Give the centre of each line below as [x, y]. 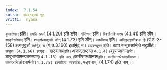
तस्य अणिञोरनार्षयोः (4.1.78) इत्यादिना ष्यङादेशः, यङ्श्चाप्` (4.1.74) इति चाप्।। [70, 62]
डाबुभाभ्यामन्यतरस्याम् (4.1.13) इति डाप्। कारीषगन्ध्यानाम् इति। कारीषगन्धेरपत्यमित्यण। [72, 57]
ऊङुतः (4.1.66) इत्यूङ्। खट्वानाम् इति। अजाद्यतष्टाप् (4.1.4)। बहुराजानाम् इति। [70, 51]
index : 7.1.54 [21, 10]
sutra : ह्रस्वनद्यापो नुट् [25, 15]
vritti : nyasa [21, 19]
